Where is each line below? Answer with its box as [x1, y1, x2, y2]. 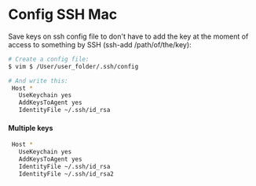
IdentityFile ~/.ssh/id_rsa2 [18, 169, 114, 178]
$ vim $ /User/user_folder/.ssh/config [8, 62, 139, 70]
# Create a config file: [8, 55, 90, 63]
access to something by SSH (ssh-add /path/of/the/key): [8, 39, 192, 49]
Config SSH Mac [8, 6, 118, 24]
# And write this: [8, 76, 68, 84]
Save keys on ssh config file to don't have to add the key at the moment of [8, 32, 249, 41]
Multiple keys [8, 123, 53, 132]
